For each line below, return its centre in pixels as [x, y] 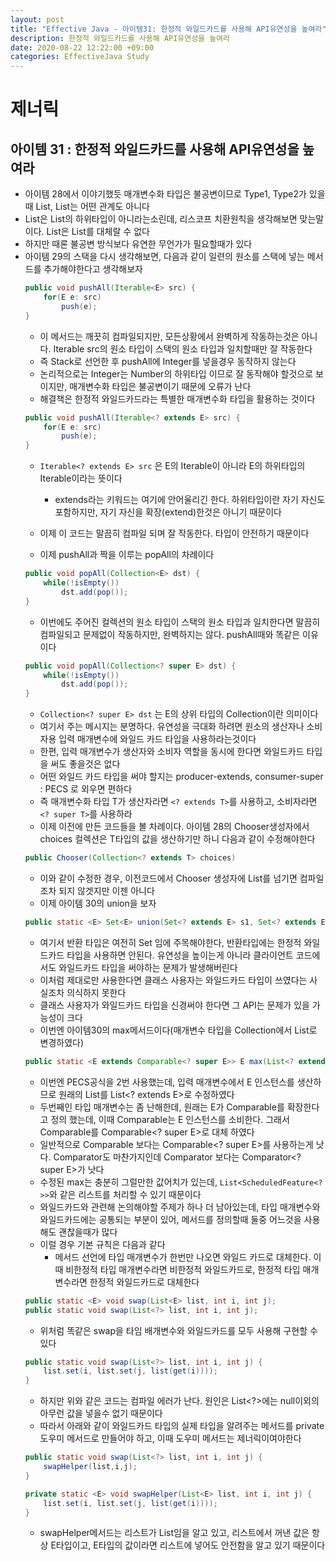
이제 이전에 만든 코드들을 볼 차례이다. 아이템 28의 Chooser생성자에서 [174, 827]
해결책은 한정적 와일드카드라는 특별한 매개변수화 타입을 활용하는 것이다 [177, 398]
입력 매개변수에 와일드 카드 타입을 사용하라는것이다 [157, 739]
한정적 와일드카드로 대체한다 [144, 1282]
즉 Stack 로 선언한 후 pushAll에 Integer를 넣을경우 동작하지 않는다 [168, 361]
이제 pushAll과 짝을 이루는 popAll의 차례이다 [127, 555]
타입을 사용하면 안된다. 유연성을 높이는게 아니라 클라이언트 [180, 955]
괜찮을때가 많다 [88, 1232]
